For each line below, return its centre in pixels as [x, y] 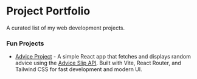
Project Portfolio [48, 11]
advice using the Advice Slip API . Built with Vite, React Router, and [98, 63]
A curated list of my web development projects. [66, 28]
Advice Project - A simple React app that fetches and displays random [103, 57]
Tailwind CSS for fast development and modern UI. [79, 69]
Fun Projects [25, 43]
